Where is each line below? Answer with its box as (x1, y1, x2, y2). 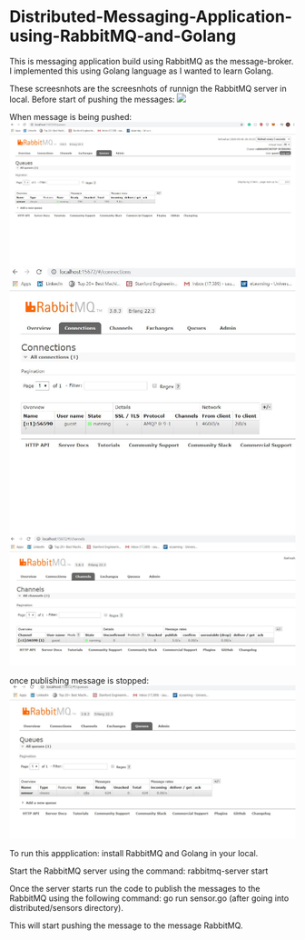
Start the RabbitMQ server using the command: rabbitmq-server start (9, 865, 269, 876)
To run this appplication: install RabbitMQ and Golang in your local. (9, 847, 259, 858)
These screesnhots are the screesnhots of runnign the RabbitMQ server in (9, 83, 288, 94)
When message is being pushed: (9, 111, 133, 122)
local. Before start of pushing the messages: (9, 94, 175, 105)
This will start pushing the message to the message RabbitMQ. (9, 920, 243, 931)
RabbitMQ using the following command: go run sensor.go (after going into (9, 893, 290, 904)
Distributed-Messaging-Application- (9, 6, 293, 27)
